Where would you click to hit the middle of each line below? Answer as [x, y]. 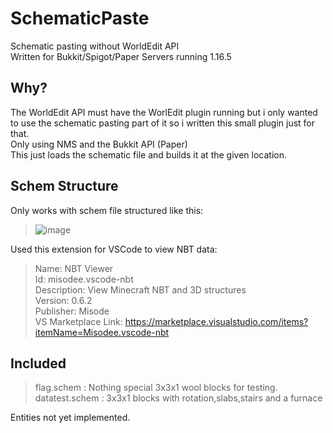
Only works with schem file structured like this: [107, 210]
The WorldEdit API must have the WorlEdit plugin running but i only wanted [164, 112]
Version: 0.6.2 [63, 300]
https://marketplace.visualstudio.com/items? [216, 321]
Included [38, 363]
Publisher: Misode [72, 311]
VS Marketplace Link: [78, 321]
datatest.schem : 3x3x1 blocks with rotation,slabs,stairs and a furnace [178, 398]
